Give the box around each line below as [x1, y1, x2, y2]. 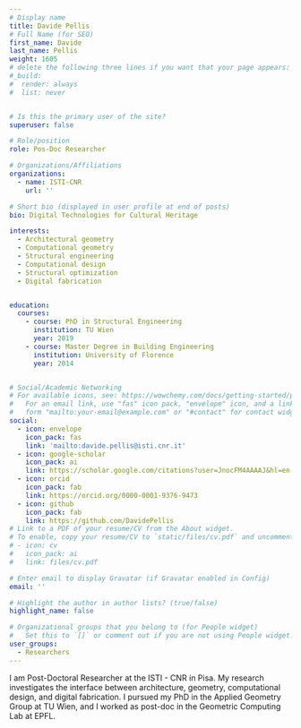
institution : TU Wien [32, 326, 115, 335]
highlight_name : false [9, 606, 94, 616]
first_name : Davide [9, 38, 82, 47]
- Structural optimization [17, 268, 118, 278]
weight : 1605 [9, 55, 58, 64]
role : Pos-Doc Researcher [9, 145, 106, 154]
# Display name [9, 13, 66, 22]
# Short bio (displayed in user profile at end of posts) [9, 202, 230, 211]
